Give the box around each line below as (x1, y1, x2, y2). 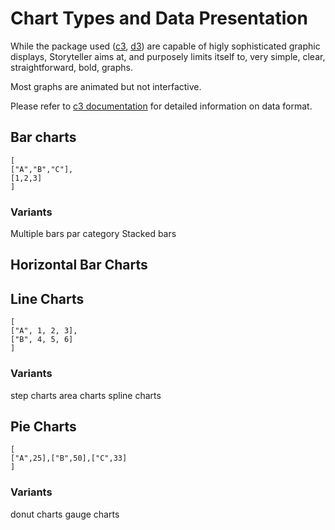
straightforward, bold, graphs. (10, 61, 133, 73)
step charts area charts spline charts (10, 389, 162, 401)
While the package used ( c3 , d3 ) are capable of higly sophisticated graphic (10, 40, 321, 52)
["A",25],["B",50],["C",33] (10, 453, 128, 464)
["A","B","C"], (10, 164, 74, 174)
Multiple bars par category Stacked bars (10, 228, 177, 240)
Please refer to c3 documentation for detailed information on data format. (10, 100, 313, 112)
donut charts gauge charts (10, 508, 120, 520)
